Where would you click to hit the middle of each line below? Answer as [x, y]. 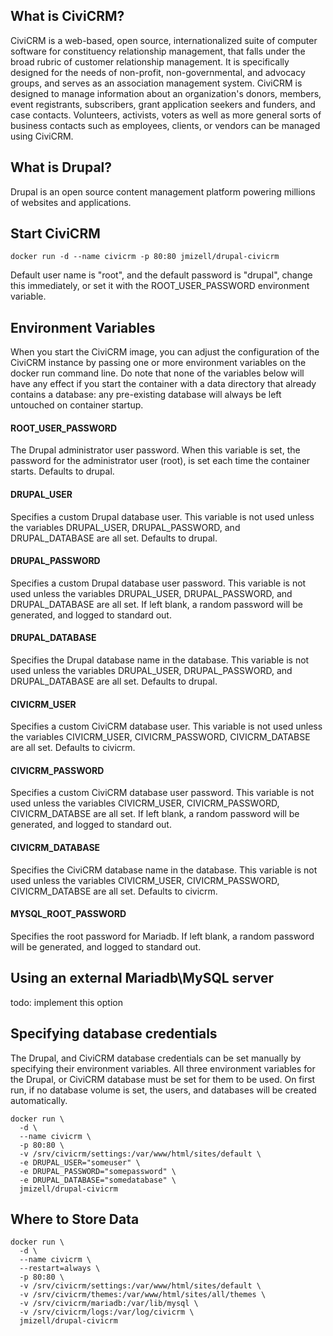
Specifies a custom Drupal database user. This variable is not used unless [162, 516]
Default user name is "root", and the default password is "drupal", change [161, 275]
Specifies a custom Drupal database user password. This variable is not [158, 583]
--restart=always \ [60, 1269]
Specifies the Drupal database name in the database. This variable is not [160, 660]
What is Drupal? [61, 167]
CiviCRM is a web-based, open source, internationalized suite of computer [164, 40]
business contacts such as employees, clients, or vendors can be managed [165, 125]
